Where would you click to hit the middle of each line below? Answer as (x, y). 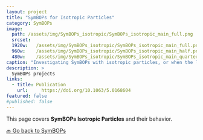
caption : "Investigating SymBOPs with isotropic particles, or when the (100, 62)
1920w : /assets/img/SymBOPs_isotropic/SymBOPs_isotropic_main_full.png (106, 46)
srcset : (21, 40)
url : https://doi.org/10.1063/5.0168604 (74, 91)
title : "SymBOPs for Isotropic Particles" (60, 17)
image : (14, 29)
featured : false (27, 96)
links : (14, 79)
